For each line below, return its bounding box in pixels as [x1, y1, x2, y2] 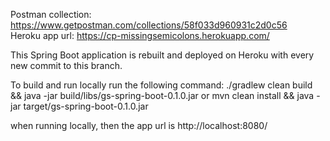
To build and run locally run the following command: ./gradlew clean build [10, 79, 313, 91]
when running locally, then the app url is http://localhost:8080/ [10, 120, 268, 131]
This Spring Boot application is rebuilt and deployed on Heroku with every [10, 49, 315, 61]
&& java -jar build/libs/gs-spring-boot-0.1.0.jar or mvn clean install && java [10, 90, 315, 101]
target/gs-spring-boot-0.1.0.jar [23, 100, 149, 112]
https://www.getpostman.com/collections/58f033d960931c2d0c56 [10, 19, 288, 31]
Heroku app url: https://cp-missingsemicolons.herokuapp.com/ [10, 30, 270, 41]
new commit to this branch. [10, 60, 123, 71]
